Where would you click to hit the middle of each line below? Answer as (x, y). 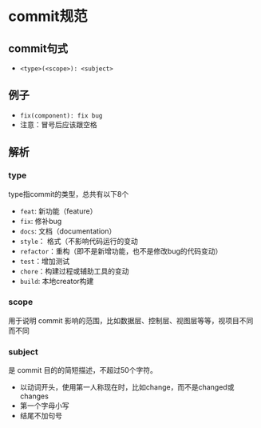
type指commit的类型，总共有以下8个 (69, 194)
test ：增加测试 (45, 261)
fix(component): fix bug (61, 116)
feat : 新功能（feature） (58, 211)
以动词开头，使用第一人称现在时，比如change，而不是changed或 (127, 387)
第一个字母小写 (44, 406)
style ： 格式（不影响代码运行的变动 (79, 241)
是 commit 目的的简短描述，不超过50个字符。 (83, 370)
